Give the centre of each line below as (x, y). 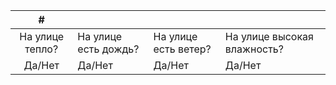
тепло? (41, 49)
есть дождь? (108, 49)
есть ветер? (182, 49)
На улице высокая (269, 36)
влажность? (254, 49)
